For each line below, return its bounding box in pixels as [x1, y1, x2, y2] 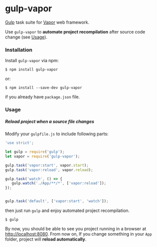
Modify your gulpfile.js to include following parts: [5, 131, 109, 137]
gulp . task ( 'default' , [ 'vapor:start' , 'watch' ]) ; [5, 199, 109, 204]
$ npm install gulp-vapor [5, 67, 58, 72]
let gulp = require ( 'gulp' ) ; [5, 149, 65, 154]
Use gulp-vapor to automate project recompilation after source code [5, 29, 146, 35]
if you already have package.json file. [5, 94, 80, 100]
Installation [5, 46, 33, 53]
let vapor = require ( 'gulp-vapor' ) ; [5, 154, 80, 159]
